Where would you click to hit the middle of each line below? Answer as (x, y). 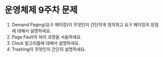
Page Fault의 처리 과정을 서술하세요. (47, 37)
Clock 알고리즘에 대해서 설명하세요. (46, 43)
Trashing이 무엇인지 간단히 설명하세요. (49, 49)
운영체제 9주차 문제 (41, 10)
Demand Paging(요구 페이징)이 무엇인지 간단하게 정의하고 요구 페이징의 (81, 25)
